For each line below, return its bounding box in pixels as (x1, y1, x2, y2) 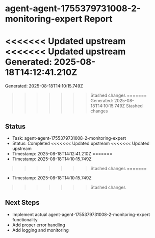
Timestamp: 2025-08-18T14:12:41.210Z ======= (12, 151, 113, 156)
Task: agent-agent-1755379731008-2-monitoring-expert (12, 135, 126, 141)
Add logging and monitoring (12, 227, 69, 233)
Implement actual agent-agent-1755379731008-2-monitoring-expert (12, 211, 151, 217)
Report (84, 13, 113, 24)
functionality (12, 216, 38, 222)
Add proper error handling (12, 222, 65, 228)
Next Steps (5, 198, 40, 207)
